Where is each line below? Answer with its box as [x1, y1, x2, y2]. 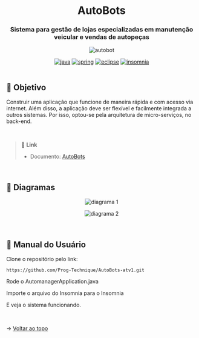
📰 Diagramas [6, 182, 56, 193]
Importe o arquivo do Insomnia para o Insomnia [6, 289, 124, 297]
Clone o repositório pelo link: [6, 255, 78, 262]
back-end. [6, 118, 32, 125]
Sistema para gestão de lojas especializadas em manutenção [10, 25, 194, 34]
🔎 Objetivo [6, 82, 47, 93]
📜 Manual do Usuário [6, 239, 86, 250]
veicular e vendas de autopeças [54, 33, 149, 41]
